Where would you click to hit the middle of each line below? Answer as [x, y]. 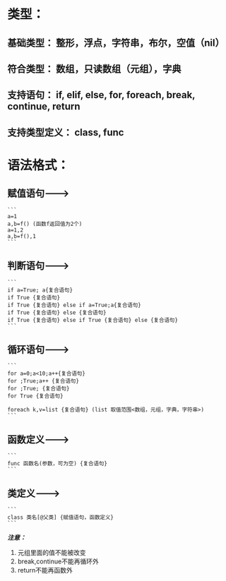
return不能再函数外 [45, 570]
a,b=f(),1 [22, 236]
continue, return [44, 107]
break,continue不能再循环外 [58, 561]
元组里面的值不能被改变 [52, 552]
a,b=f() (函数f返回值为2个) [45, 224]
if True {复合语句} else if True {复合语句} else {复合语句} [93, 320]
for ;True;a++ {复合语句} [43, 381]
